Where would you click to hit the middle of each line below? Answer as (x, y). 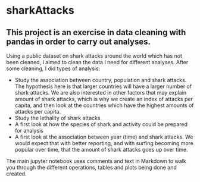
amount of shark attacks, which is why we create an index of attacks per (104, 99)
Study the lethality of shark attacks (57, 118)
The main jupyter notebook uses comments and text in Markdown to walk (96, 161)
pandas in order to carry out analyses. (78, 41)
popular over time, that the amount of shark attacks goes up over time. (101, 150)
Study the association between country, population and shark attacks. (101, 80)
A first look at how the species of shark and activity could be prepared (101, 124)
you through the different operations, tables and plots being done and (92, 167)
